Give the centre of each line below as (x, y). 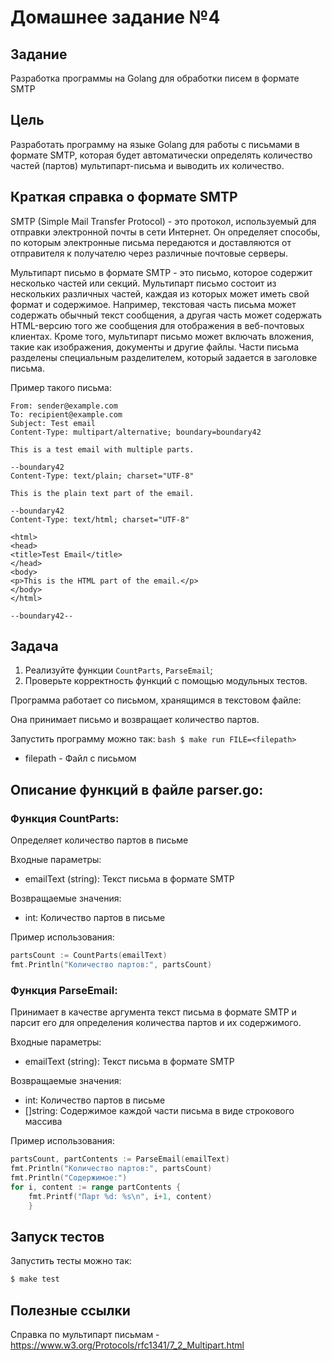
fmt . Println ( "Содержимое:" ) (69, 1177)
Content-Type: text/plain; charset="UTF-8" (102, 476)
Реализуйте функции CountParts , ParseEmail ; (118, 670)
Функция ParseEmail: (64, 990)
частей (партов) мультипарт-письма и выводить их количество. (147, 165)
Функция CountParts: (65, 818)
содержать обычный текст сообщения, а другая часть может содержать (166, 315)
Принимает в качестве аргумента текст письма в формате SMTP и (153, 1012)
